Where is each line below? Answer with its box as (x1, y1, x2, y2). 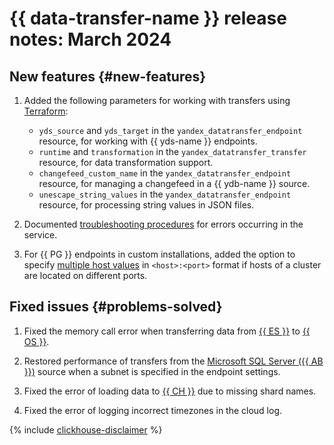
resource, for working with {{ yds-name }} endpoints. (38, 135, 258, 147)
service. (23, 229, 58, 241)
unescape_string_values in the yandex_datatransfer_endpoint (38, 188, 292, 200)
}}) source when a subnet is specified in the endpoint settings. (23, 365, 281, 377)
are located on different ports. (23, 270, 148, 281)
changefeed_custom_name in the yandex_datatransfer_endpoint (38, 167, 292, 179)
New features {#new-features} (9, 68, 207, 85)
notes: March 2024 (9, 28, 172, 51)
